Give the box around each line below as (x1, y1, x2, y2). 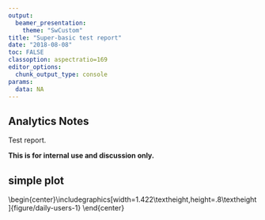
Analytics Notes (8, 114, 89, 127)
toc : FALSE (8, 48, 44, 56)
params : (8, 78, 34, 85)
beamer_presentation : (15, 19, 87, 27)
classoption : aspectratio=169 (8, 56, 108, 64)
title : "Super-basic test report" (8, 33, 123, 42)
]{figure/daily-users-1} (8, 203, 81, 212)
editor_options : (8, 63, 62, 71)
